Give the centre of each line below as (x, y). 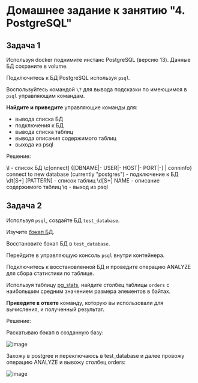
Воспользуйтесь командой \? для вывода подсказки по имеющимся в (97, 89)
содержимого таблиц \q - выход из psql (57, 187)
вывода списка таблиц (44, 132)
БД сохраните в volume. (37, 66)
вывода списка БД (39, 119)
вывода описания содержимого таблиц (66, 138)
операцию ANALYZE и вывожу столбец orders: (66, 362)
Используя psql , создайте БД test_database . (63, 220)
